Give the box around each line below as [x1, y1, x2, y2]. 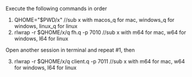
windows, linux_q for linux [14, 23, 78, 29]
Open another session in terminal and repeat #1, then [5, 46, 135, 53]
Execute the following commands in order [5, 5, 107, 12]
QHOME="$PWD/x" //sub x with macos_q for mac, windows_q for [14, 16, 175, 23]
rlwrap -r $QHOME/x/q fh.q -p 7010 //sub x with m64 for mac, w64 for [14, 29, 186, 36]
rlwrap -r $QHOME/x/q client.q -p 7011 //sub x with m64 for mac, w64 [14, 58, 185, 65]
